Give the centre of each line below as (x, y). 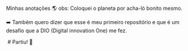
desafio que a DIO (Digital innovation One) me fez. (66, 30)
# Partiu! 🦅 (20, 42)
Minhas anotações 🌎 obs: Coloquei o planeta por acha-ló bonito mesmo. (94, 8)
